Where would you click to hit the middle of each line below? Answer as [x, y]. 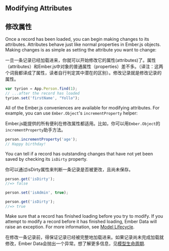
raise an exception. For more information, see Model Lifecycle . [70, 227]
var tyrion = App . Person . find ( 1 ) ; [41, 89]
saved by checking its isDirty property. [47, 159]
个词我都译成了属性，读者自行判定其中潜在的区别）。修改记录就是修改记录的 [83, 73]
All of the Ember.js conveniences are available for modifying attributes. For [82, 107]
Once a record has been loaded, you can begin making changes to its [77, 39]
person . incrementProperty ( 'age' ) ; [41, 139]
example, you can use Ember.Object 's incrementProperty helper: [71, 113]
